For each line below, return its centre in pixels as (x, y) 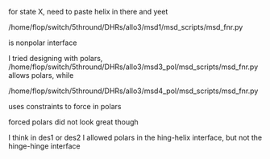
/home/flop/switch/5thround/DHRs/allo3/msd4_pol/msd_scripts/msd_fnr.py (133, 91)
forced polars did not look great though (73, 122)
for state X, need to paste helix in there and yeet (88, 12)
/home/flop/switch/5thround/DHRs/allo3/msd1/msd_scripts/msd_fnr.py (126, 27)
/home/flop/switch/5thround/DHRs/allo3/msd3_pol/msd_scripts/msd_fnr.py (133, 67)
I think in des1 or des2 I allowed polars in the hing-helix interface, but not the (135, 137)
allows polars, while (41, 75)
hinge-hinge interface (44, 146)
